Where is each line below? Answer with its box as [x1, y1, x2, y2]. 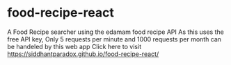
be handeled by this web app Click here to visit [7, 42, 141, 50]
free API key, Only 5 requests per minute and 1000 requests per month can [7, 35, 221, 43]
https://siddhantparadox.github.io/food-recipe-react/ [7, 50, 159, 58]
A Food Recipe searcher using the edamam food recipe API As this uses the [7, 28, 224, 36]
